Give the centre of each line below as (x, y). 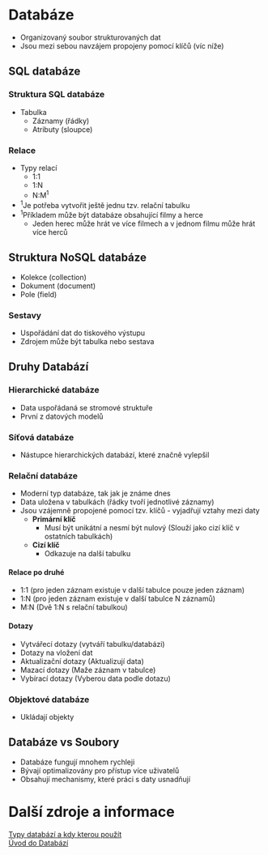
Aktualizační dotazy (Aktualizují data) (82, 661)
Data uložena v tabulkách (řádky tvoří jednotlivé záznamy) (117, 502)
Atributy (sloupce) (62, 129)
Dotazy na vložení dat (56, 653)
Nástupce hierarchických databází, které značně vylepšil (115, 454)
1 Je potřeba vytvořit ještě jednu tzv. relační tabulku (105, 204)
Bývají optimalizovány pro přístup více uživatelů (100, 770)
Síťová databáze (41, 437)
